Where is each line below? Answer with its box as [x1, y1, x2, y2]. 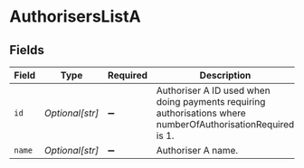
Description [199, 70, 252, 81]
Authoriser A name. [156, 145, 239, 156]
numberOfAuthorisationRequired [156, 118, 295, 130]
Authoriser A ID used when [156, 84, 271, 97]
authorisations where [156, 107, 246, 119]
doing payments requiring [156, 96, 266, 107]
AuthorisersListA [9, 6, 142, 27]
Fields [9, 42, 45, 58]
